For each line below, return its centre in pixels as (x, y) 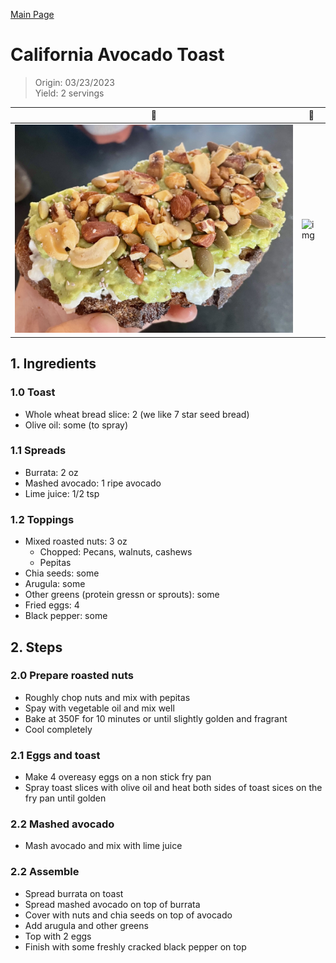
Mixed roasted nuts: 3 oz (76, 541)
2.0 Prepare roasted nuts (72, 676)
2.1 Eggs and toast (55, 755)
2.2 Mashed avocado (62, 824)
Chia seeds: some (62, 573)
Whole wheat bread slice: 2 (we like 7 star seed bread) (137, 414)
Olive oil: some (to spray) (76, 425)
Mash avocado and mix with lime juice (103, 846)
